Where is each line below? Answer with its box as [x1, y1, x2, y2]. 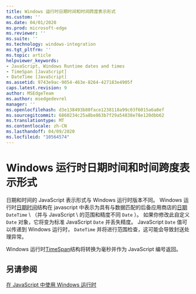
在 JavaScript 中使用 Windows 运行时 [6, 281, 97, 288]
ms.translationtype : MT [6, 118, 65, 124]
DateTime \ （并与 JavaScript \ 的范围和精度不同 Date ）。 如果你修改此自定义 [6, 211, 190, 218]
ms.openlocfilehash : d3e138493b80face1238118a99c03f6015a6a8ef [6, 107, 165, 113]
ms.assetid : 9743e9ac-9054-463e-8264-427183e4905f [6, 80, 133, 86]
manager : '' [6, 101, 35, 107]
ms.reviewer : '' [6, 31, 46, 36]
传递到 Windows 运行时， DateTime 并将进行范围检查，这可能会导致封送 [11, 225, 185, 232]
